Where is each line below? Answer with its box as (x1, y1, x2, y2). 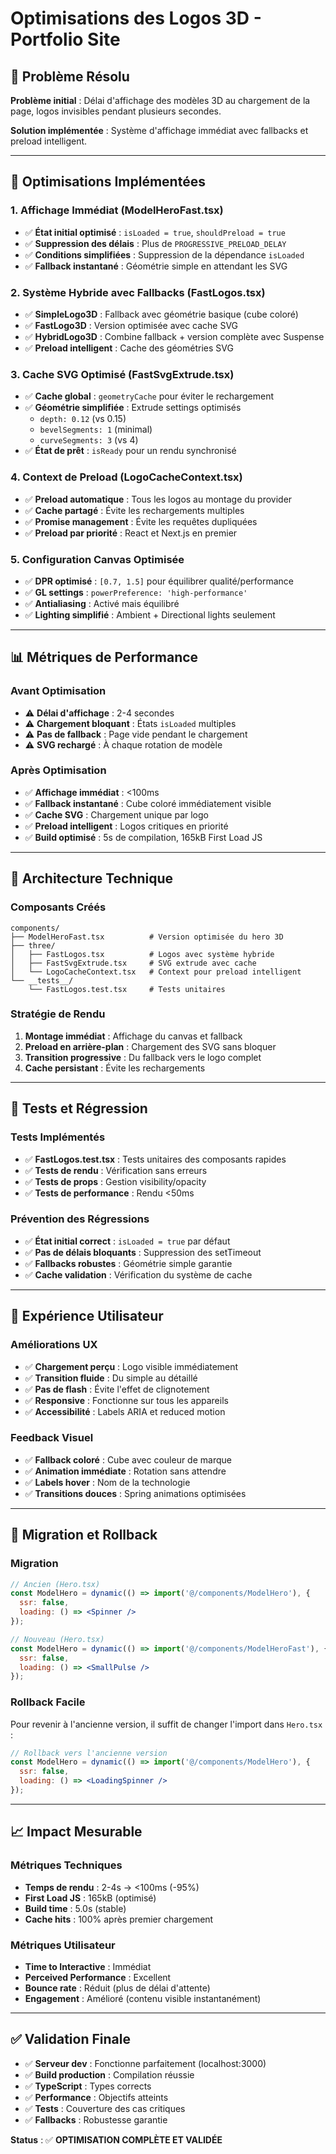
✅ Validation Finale (10, 2031, 131, 2048)
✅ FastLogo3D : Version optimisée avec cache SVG (24, 319, 239, 331)
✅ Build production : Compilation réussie (24, 2068, 195, 2081)
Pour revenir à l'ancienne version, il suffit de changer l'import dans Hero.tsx (10, 1718, 323, 1730)
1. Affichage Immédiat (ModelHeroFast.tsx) (10, 203, 224, 217)
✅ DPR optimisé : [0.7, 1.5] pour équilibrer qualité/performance (24, 575, 295, 587)
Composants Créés (10, 900, 107, 914)
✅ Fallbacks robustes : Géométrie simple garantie (24, 1257, 233, 1269)
